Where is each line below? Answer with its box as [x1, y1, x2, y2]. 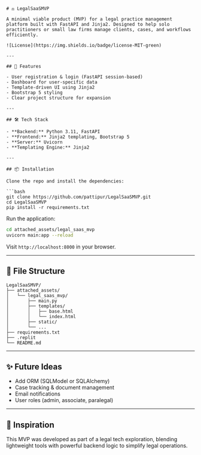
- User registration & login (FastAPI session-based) [6, 74, 144, 80]
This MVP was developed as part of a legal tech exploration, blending [6, 436, 178, 443]
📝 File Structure [6, 266, 65, 276]
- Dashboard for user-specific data [6, 79, 98, 85]
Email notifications [14, 390, 61, 397]
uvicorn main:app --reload [6, 232, 74, 238]
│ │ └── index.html [6, 313, 77, 319]
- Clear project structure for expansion [6, 95, 111, 101]
